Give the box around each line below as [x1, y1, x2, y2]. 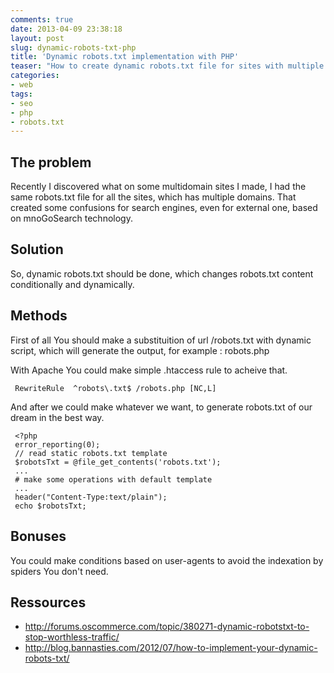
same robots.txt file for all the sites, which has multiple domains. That [10, 191, 297, 203]
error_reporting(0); [14, 439, 101, 450]
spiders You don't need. [10, 565, 109, 577]
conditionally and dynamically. [10, 278, 135, 290]
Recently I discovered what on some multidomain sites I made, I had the [10, 181, 307, 193]
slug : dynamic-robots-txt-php [10, 42, 137, 53]
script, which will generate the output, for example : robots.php [10, 344, 270, 356]
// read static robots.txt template [14, 448, 168, 458]
